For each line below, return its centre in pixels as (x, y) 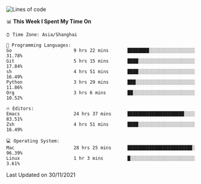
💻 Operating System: (33, 141)
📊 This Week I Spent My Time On (49, 21)
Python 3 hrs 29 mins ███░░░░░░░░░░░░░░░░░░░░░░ (101, 82)
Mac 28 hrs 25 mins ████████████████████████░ (101, 148)
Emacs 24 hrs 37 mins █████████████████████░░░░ (101, 114)
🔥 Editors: (20, 109)
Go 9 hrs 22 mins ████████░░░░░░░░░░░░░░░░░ (101, 51)
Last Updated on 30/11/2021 (41, 175)
